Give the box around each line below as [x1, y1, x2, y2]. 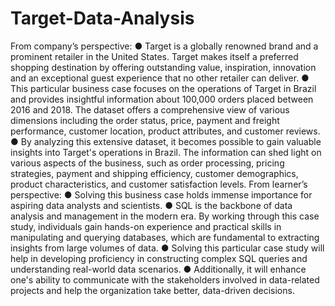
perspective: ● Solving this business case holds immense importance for [10, 188, 313, 201]
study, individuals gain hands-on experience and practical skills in [10, 220, 282, 232]
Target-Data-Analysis [10, 7, 195, 30]
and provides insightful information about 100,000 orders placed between [10, 93, 314, 105]
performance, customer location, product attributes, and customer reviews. [10, 125, 321, 137]
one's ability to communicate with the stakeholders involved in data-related [10, 273, 320, 286]
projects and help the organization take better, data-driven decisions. [10, 284, 295, 296]
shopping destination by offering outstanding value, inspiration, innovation [10, 61, 317, 73]
